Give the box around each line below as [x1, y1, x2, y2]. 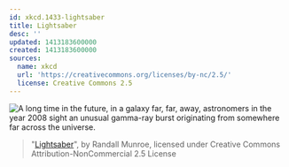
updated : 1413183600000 [9, 37, 98, 47]
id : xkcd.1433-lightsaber [9, 12, 105, 22]
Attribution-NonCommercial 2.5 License [30, 148, 177, 159]
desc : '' [9, 29, 42, 38]
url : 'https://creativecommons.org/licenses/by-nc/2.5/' [17, 71, 232, 80]
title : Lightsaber [9, 21, 77, 30]
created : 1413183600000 [9, 46, 98, 55]
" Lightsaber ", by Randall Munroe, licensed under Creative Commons [30, 139, 281, 149]
